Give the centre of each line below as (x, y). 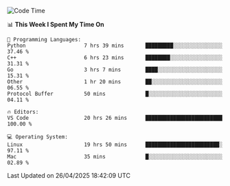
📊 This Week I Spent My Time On (56, 24)
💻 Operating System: (38, 137)
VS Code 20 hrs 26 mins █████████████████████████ (115, 118)
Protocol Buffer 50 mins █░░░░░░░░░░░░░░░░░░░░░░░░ (115, 94)
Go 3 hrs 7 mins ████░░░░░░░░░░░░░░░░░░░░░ (115, 70)
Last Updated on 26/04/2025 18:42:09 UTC (69, 175)
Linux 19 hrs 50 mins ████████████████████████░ (115, 145)
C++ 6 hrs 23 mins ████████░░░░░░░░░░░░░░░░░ (115, 58)
